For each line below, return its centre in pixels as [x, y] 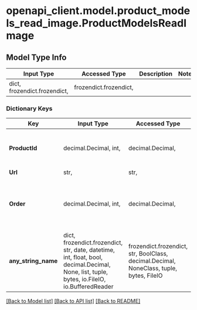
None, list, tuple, [86, 272]
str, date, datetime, [89, 250]
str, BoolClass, [148, 254]
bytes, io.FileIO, [85, 280]
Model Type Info [36, 57]
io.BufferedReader [89, 287]
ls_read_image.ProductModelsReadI [96, 23]
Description [156, 74]
